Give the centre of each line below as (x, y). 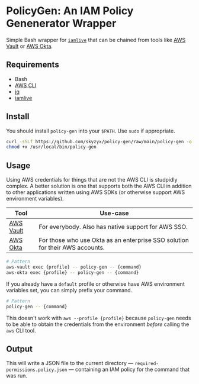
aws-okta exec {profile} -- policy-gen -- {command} (73, 272)
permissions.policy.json (37, 370)
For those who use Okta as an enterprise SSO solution (114, 240)
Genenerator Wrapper (61, 23)
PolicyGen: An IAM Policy (70, 11)
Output (19, 349)
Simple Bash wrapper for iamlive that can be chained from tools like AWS (96, 40)
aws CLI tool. (21, 330)
